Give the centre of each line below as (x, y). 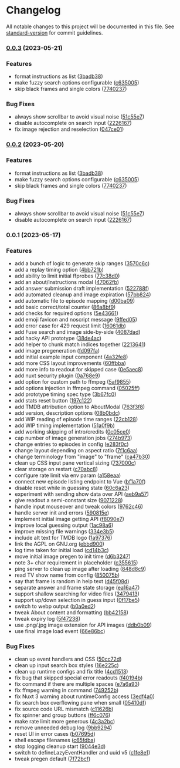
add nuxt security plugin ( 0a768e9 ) (57, 375)
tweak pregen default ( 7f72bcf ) (52, 759)
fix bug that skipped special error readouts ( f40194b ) (79, 678)
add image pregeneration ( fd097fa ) (57, 351)
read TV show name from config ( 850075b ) (67, 575)
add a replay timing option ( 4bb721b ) (59, 270)
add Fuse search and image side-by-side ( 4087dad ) (77, 332)
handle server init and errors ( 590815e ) (62, 513)
